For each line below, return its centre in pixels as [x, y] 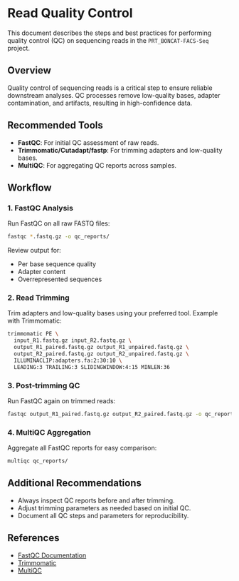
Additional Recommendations [75, 483]
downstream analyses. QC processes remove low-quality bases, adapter [114, 95]
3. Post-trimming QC [44, 385]
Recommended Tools [55, 125]
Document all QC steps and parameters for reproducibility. [103, 515]
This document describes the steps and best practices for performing [110, 33]
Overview [30, 70]
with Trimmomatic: [34, 321]
